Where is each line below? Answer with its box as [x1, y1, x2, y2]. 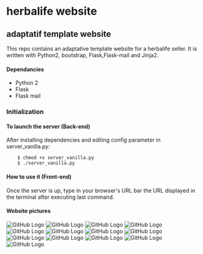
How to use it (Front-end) [6, 173, 72, 180]
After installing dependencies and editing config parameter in [6, 136, 161, 144]
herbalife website [6, 4, 97, 18]
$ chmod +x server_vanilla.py [17, 155, 95, 161]
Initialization [6, 107, 44, 116]
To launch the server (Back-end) [6, 123, 90, 130]
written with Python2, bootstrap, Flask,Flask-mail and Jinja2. [6, 52, 159, 59]
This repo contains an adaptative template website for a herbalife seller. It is [6, 45, 197, 52]
